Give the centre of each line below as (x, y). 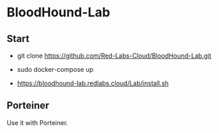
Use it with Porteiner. (37, 122)
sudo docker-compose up (55, 69)
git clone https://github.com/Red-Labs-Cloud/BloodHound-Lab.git (114, 55)
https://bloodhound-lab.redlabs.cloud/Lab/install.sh (93, 83)
